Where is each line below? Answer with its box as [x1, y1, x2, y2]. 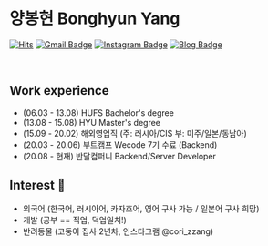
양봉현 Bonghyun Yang [9, 8, 180, 29]
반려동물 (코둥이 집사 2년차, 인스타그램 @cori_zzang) [22, 225, 214, 237]
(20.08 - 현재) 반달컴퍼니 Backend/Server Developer [22, 150, 217, 161]
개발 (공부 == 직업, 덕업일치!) [22, 214, 128, 225]
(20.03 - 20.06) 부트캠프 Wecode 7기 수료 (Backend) [22, 138, 218, 150]
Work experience [9, 83, 109, 98]
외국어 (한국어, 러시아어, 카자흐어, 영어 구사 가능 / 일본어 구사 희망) [22, 202, 260, 214]
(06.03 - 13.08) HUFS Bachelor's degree [22, 107, 175, 118]
